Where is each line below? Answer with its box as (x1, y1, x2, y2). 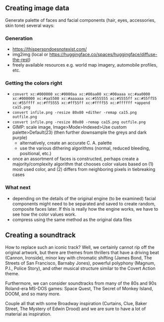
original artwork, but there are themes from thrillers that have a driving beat (5, 249, 160, 255)
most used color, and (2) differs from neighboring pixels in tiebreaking (12, 166, 156, 172)
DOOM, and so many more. (5, 291, 61, 297)
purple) (12, 135, 28, 141)
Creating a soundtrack (5, 231, 76, 240)
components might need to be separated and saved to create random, (12, 201, 156, 207)
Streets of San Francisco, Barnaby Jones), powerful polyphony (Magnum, (5, 260, 156, 266)
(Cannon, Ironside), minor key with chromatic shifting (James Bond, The (5, 254, 152, 260)
